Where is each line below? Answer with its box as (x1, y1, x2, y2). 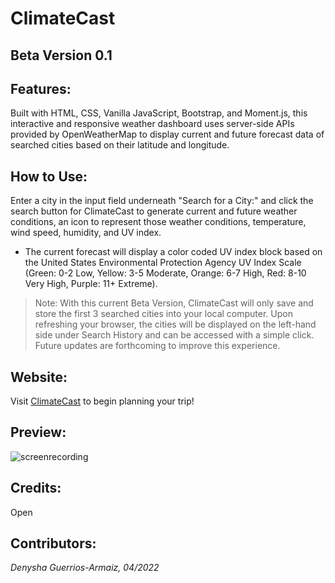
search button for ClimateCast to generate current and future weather (10, 205, 298, 217)
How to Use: (10, 168, 88, 185)
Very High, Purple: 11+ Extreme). (24, 278, 158, 290)
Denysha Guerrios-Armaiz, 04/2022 (10, 562, 160, 574)
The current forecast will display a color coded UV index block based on (24, 246, 323, 258)
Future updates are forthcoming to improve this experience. (34, 340, 281, 352)
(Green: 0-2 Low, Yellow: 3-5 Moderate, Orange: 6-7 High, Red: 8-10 (24, 267, 307, 279)
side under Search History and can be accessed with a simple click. (34, 329, 315, 341)
